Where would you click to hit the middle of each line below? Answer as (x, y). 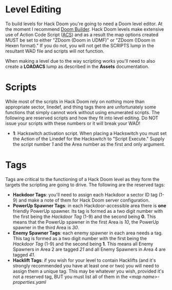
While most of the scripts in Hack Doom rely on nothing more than (75, 101)
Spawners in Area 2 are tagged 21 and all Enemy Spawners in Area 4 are (89, 249)
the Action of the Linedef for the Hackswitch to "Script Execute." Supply (89, 139)
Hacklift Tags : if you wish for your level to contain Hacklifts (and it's (84, 260)
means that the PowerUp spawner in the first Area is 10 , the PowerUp (86, 222)
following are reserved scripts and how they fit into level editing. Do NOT (82, 118)
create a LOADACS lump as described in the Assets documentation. (77, 66)
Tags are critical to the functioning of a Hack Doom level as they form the (82, 179)
